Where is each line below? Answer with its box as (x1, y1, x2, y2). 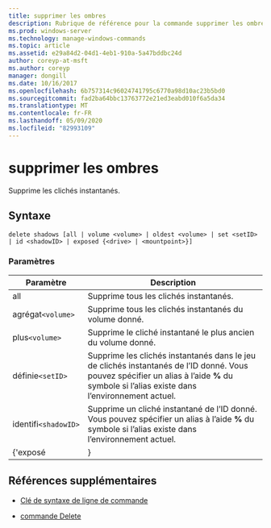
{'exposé (12, 447, 46, 458)
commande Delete (19, 511, 81, 521)
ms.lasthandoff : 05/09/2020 (8, 117, 103, 125)
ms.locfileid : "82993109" (8, 124, 95, 132)
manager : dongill (8, 72, 67, 80)
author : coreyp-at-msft (8, 57, 89, 65)
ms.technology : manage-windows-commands (8, 34, 147, 43)
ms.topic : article (8, 42, 70, 50)
